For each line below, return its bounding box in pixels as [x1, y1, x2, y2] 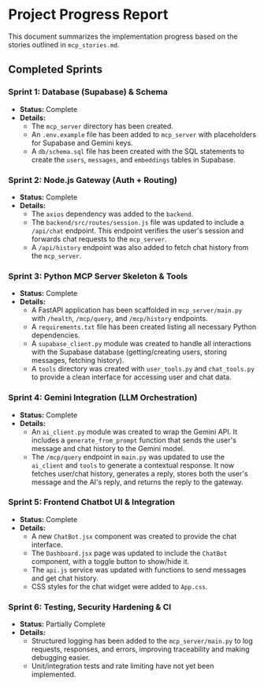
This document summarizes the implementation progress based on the [8, 32, 238, 41]
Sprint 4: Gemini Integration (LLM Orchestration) [8, 392, 198, 403]
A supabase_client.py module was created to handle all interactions [31, 339, 252, 349]
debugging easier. [31, 653, 91, 663]
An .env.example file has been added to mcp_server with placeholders [31, 129, 257, 139]
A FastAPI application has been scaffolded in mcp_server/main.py [31, 305, 243, 315]
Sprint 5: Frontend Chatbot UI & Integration [8, 497, 176, 508]
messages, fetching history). [31, 356, 125, 365]
